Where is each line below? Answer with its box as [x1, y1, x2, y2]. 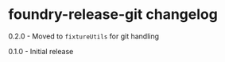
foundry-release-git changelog [8, 5, 219, 24]
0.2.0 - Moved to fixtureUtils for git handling [8, 31, 160, 41]
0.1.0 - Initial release [8, 46, 74, 56]
